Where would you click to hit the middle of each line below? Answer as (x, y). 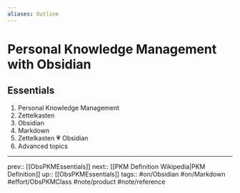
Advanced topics (42, 146)
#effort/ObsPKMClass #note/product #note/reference (86, 182)
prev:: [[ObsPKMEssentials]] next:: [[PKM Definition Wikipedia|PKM (106, 166)
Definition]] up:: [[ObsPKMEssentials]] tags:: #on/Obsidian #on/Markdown (116, 174)
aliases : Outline (33, 14)
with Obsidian (49, 64)
